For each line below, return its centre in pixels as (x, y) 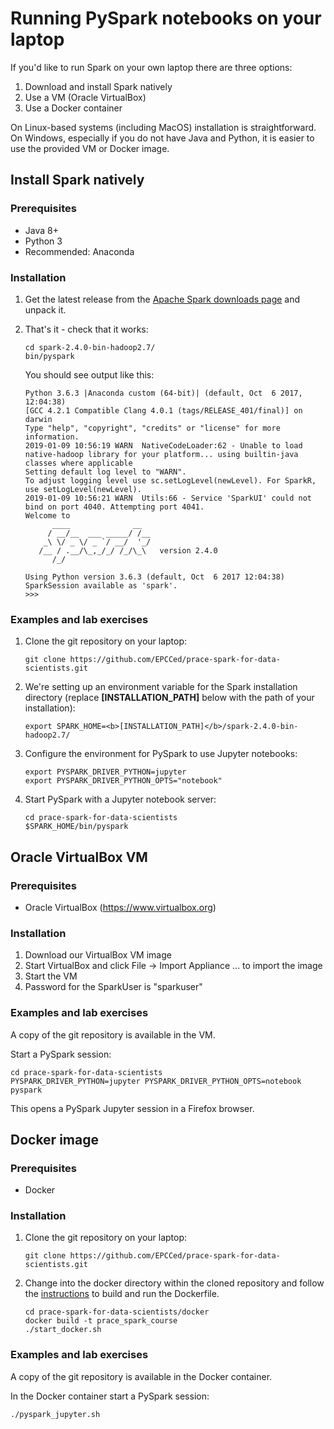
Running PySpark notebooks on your (166, 18)
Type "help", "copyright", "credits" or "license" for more (152, 428)
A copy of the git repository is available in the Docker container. (141, 1376)
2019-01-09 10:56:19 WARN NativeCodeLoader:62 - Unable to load (163, 445)
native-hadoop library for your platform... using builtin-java (161, 454)
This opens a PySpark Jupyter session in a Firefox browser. (132, 1108)
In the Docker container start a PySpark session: (110, 1396)
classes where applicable (78, 463)
